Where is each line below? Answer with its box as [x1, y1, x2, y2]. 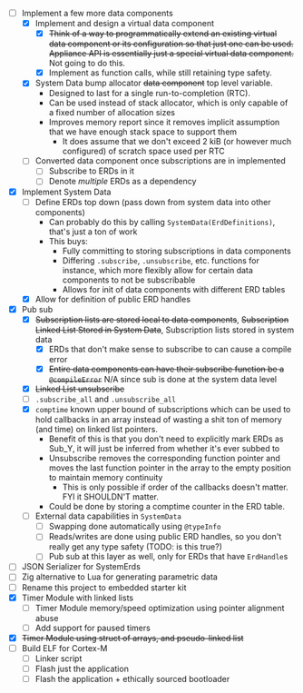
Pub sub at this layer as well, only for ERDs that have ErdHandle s [48, 551, 288, 562]
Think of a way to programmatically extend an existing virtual [48, 28, 278, 39]
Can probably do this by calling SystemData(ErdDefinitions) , [48, 216, 276, 227]
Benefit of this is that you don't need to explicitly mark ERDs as [48, 433, 284, 444]
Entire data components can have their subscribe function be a [48, 363, 285, 374]
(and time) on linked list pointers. [34, 424, 158, 435]
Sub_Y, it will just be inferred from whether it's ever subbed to [48, 443, 280, 454]
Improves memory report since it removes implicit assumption [48, 117, 280, 128]
